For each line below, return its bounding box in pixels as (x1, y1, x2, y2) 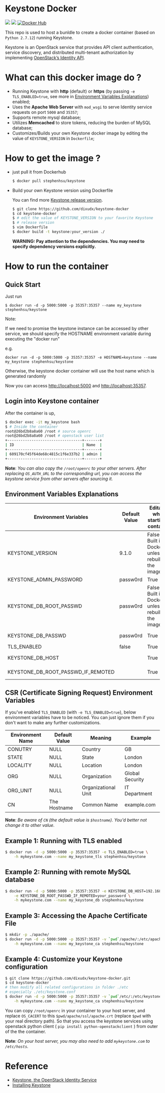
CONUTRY (7, 746, 32, 753)
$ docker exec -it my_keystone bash (5, 419, 80, 424)
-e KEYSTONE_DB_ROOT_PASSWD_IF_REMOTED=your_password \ (14, 893, 131, 898)
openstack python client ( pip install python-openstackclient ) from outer (5, 1023, 158, 1029)
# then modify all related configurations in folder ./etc (5, 985, 129, 990)
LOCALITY (7, 762, 32, 769)
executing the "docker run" (5, 336, 60, 342)
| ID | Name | (5, 443, 102, 447)
